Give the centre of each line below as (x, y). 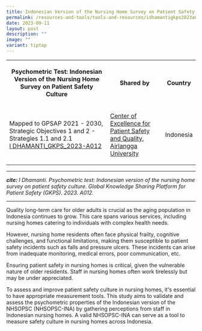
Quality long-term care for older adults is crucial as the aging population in (98, 210)
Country (179, 83)
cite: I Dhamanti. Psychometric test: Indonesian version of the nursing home (101, 180)
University (125, 153)
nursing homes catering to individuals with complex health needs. (88, 222)
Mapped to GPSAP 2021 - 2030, (56, 123)
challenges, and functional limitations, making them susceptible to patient (97, 240)
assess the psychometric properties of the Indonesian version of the (91, 302)
